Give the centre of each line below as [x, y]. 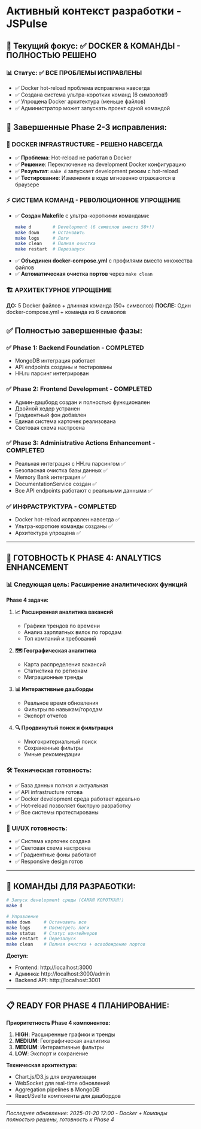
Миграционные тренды [54, 677]
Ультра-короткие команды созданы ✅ [64, 526]
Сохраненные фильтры [53, 748]
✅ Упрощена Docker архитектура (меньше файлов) [80, 101]
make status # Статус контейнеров [52, 933]
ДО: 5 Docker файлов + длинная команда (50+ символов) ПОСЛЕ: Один [99, 305]
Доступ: [17, 956]
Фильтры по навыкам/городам [63, 709]
